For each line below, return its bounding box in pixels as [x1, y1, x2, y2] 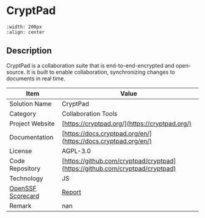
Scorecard [9, 191, 40, 200]
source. [6, 68, 26, 76]
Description [6, 46, 52, 56]
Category [9, 109, 37, 118]
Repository [9, 164, 41, 172]
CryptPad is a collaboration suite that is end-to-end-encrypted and [6, 62, 175, 69]
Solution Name [9, 99, 52, 108]
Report [62, 188, 81, 196]
